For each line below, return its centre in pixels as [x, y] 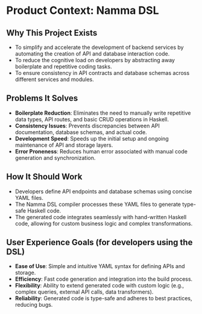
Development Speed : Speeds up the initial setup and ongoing [92, 138]
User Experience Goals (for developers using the [99, 242]
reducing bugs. [34, 305]
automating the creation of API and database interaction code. [92, 54]
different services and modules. [55, 79]
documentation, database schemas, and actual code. [81, 132]
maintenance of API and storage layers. [64, 145]
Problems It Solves [42, 98]
